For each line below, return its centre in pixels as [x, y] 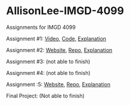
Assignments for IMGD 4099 [41, 27]
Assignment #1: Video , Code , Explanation [56, 38]
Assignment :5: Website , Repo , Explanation [58, 84]
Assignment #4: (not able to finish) [48, 73]
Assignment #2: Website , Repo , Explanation [59, 50]
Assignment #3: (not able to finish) [48, 61]
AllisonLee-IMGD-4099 [65, 11]
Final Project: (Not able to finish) [45, 96]
